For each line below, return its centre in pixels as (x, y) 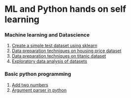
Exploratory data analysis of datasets (49, 61)
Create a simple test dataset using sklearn (54, 46)
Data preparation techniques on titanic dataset (59, 56)
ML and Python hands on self (65, 9)
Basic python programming (38, 74)
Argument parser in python (39, 90)
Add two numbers (30, 85)
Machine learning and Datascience (47, 35)
